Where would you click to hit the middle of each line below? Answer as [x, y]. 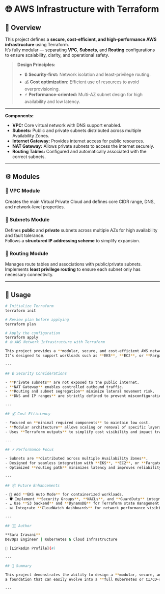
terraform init [21, 311]
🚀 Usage [18, 295]
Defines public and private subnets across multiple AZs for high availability [82, 230]
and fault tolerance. [25, 235]
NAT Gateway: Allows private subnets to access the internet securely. [83, 146]
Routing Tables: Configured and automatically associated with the [79, 151]
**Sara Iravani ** [23, 535]
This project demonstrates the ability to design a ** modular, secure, [80, 575]
